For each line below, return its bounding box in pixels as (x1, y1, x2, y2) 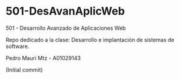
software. (5, 43, 30, 50)
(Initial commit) (5, 66, 43, 74)
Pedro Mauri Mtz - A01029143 (5, 54, 81, 61)
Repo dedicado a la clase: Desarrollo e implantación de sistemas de (5, 36, 175, 43)
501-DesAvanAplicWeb (5, 4, 125, 18)
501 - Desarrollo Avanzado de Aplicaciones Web (5, 24, 126, 32)
